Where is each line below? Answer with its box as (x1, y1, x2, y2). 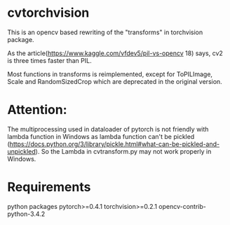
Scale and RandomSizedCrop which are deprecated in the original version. (7, 77, 222, 85)
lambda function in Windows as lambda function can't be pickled (7, 132, 195, 140)
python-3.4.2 (7, 210, 46, 218)
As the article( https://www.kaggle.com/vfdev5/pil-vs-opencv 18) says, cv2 (7, 49, 223, 57)
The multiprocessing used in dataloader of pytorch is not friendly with (7, 124, 209, 133)
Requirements (7, 180, 91, 195)
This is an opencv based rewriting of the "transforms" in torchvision (7, 28, 203, 36)
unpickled (7, 147, 36, 155)
